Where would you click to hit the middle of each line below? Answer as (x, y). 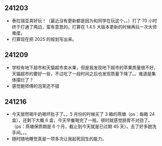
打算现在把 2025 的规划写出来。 (44, 39)
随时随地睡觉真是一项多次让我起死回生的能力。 (59, 139)
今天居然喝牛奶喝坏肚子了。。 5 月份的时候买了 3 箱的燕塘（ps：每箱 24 (83, 114)
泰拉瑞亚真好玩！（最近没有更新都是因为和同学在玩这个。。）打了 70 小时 (84, 20)
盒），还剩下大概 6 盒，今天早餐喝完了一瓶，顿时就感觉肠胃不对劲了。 (82, 120)
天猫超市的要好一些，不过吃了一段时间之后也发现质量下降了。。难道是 (81, 73)
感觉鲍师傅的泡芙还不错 (35, 86)
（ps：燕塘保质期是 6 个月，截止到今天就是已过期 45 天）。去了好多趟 (82, 127)
